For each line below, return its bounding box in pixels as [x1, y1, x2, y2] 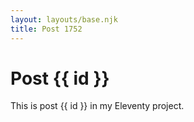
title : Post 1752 [10, 24, 83, 34]
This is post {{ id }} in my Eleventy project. [10, 100, 185, 112]
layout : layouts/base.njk [10, 14, 118, 25]
